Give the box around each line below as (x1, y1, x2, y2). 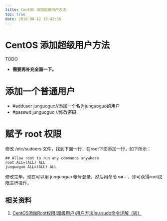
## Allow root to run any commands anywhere (5, 156, 99, 161)
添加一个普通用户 (5, 85, 76, 97)
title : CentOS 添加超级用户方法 (5, 7, 66, 12)
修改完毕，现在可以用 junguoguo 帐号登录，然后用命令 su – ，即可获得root (5, 174, 158, 180)
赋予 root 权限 (5, 129, 62, 140)
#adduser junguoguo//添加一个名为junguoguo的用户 (12, 103, 120, 109)
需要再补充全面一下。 (12, 67, 56, 73)
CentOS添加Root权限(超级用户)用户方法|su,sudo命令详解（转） (12, 210, 142, 216)
